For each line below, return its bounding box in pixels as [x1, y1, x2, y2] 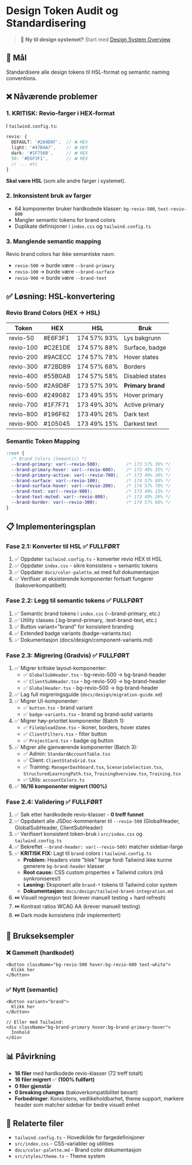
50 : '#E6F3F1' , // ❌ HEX [11, 155, 88, 162]
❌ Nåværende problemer [6, 92, 98, 102]
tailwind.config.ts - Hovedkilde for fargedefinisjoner [14, 1133, 145, 1140]
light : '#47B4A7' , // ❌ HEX [11, 145, 88, 151]
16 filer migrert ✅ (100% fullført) [14, 1076, 95, 1083]
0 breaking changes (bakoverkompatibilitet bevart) [14, 1089, 138, 1096]
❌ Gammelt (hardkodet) [6, 948, 75, 956]
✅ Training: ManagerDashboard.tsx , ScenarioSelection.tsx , [23, 763, 163, 771]
